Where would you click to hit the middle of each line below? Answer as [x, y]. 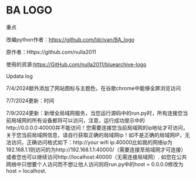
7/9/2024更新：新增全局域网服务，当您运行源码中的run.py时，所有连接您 [94, 113]
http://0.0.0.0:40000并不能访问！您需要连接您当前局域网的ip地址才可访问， [97, 128]
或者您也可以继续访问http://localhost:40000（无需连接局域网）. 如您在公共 [97, 157]
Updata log [20, 76]
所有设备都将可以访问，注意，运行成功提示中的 [88, 120]
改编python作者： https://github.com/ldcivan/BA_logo [70, 39]
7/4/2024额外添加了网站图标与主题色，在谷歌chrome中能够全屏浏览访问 [93, 88]
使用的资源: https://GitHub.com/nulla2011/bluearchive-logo [76, 64]
